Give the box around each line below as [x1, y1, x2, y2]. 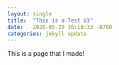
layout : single [7, 10, 52, 18]
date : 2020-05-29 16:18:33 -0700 [7, 23, 113, 30]
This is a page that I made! [7, 49, 85, 58]
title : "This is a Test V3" [7, 17, 93, 24]
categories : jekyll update [7, 30, 87, 37]
